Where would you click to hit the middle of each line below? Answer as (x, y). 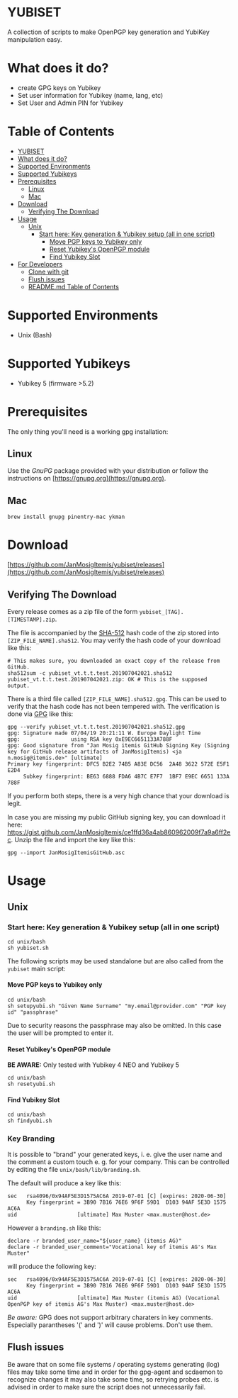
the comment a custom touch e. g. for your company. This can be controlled (118, 1162)
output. (19, 686)
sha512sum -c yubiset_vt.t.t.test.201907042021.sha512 (90, 673)
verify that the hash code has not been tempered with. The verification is (114, 706)
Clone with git (49, 272)
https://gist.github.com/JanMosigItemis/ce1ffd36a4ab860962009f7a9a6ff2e (119, 832)
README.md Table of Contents (73, 286)
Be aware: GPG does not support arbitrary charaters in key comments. (110, 1317)
